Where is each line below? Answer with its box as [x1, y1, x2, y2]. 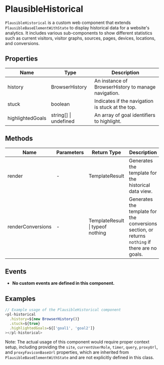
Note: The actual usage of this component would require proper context [5, 339, 150, 345]
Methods [5, 135, 33, 143]
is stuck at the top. [94, 104, 137, 111]
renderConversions [7, 223, 52, 230]
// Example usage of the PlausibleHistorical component [5, 307, 121, 313]
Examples [5, 295, 36, 303]
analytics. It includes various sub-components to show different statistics [5, 30, 153, 36]
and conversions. [5, 40, 40, 46]
